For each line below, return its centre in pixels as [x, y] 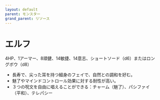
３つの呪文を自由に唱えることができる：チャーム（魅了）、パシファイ [81, 87]
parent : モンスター [23, 14]
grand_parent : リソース [27, 18]
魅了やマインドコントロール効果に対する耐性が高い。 [65, 81]
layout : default [21, 9]
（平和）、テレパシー [32, 93]
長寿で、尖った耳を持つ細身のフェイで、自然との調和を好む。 [73, 75]
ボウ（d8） [20, 65]
